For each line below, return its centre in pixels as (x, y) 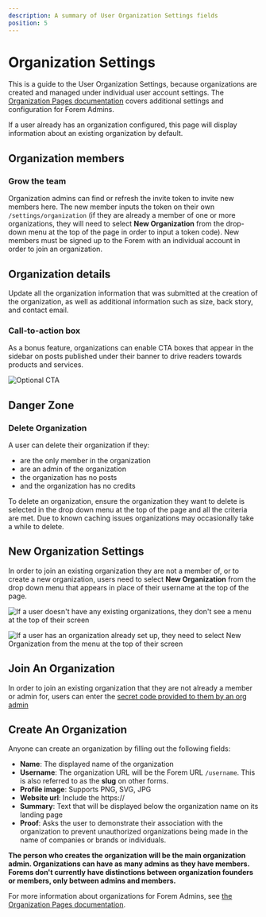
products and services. (46, 365)
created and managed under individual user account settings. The (116, 93)
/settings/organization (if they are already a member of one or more (122, 215)
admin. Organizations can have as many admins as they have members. (129, 864)
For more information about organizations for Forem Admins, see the (120, 896)
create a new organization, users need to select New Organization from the (132, 579)
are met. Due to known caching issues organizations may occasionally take (131, 518)
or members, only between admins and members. (92, 881)
